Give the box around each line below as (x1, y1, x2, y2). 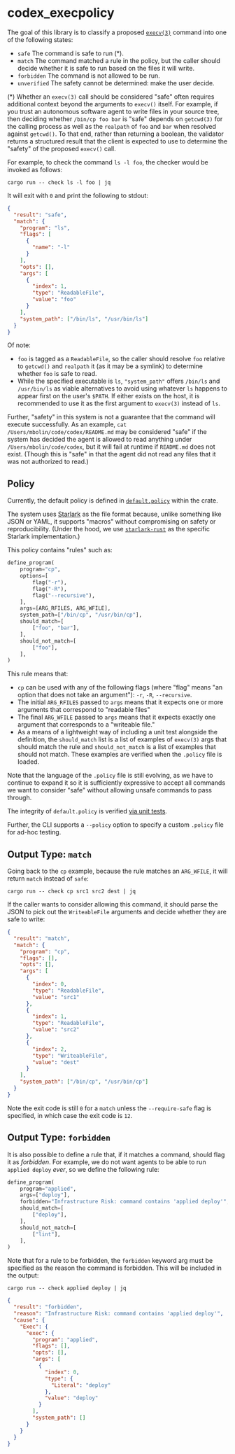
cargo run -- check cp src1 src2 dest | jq (7, 888, 136, 895)
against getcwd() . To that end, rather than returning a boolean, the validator (7, 130, 224, 138)
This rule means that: (7, 670, 69, 678)
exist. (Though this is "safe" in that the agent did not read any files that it (7, 450, 216, 459)
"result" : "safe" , (13, 211, 68, 218)
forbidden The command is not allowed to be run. (17, 71, 161, 80)
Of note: (7, 341, 31, 349)
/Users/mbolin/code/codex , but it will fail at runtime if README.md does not (7, 442, 215, 451)
